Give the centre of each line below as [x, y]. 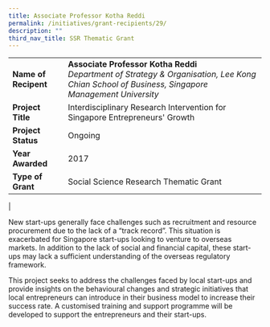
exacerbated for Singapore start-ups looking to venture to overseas [120, 239]
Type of [27, 177]
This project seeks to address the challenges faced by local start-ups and [130, 280]
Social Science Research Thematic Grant [145, 182]
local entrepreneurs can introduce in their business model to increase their [132, 297]
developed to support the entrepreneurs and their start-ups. [108, 315]
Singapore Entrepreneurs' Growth [131, 117]
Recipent [30, 84]
